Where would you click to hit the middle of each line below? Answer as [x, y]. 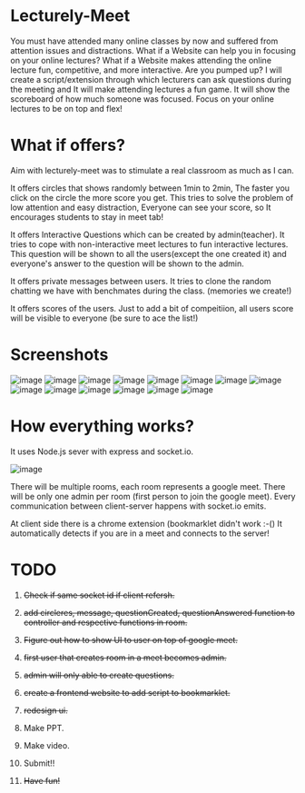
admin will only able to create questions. [99, 675]
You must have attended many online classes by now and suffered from [144, 41]
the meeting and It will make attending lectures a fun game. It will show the [150, 89]
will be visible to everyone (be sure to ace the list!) [104, 318]
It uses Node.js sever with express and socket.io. [102, 451]
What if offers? [68, 145]
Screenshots [59, 355]
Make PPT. [44, 728]
